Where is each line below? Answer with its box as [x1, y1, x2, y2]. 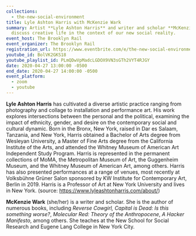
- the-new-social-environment [11, 14, 85, 20]
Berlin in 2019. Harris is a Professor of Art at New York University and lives [6, 181, 185, 188]
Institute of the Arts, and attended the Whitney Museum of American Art [6, 143, 179, 150]
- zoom [11, 79, 27, 85]
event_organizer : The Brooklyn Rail [6, 41, 95, 47]
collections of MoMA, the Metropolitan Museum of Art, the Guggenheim [6, 156, 178, 163]
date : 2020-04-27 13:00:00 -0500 [6, 62, 87, 69]
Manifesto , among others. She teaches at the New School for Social [6, 217, 169, 224]
